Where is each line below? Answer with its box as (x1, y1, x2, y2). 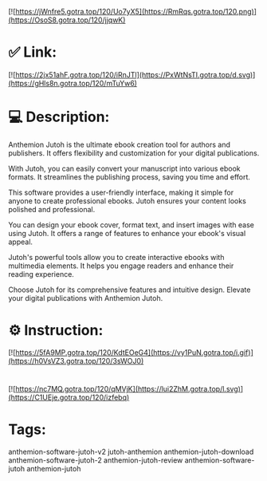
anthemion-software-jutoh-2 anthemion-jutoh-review (8, 455, 183, 465)
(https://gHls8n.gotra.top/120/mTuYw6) (8, 78, 138, 88)
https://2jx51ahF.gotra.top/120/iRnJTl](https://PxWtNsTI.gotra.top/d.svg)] (15, 69, 256, 79)
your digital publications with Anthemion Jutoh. (8, 293, 163, 302)
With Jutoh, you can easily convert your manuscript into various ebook (8, 164, 241, 173)
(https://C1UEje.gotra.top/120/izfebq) (8, 392, 130, 402)
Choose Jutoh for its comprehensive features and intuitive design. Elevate (8, 285, 251, 294)
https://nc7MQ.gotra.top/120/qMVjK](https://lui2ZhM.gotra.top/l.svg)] (15, 384, 244, 393)
